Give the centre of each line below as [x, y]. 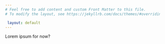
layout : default [24, 23]
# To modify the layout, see [35, 14]
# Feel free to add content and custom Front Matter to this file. [76, 9]
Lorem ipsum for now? [28, 36]
